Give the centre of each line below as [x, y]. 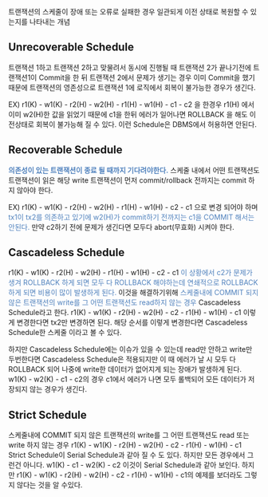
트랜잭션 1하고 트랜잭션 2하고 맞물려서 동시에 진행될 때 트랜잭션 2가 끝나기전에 [130, 67]
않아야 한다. [35, 190]
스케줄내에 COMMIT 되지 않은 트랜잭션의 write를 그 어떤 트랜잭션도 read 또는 [129, 435]
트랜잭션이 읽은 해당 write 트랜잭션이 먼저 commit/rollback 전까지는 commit [128, 180]
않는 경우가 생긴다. [58, 389]
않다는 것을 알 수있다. [49, 485]
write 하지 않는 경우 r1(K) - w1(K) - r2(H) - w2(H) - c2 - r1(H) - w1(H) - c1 [125, 445]
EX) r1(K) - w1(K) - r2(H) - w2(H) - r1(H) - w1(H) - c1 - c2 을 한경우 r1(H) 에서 [132, 104]
